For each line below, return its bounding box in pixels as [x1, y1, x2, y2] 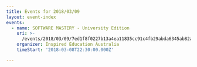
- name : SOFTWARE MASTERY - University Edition [11, 25, 130, 31]
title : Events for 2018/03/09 [6, 8, 80, 15]
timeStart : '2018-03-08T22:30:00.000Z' [16, 47, 114, 53]
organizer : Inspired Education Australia [16, 42, 119, 48]
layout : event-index [6, 14, 57, 20]
